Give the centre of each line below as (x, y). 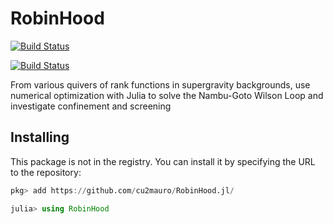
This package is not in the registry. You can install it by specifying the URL (163, 161)
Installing (40, 137)
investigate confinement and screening (91, 106)
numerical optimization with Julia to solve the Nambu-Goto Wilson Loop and (167, 95)
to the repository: (46, 172)
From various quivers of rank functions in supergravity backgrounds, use (160, 84)
